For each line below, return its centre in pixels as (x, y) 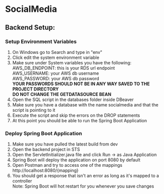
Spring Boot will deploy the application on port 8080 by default (76, 160)
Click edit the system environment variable (56, 57)
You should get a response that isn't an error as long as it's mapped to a (85, 176)
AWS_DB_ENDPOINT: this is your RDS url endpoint (63, 68)
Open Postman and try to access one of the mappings (67, 165)
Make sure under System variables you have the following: (72, 62)
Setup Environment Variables (41, 42)
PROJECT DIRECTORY (36, 89)
